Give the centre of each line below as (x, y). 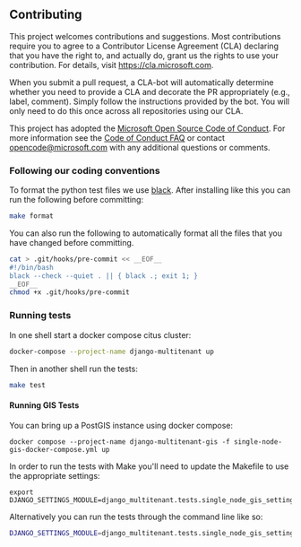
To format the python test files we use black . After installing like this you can (150, 190)
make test (28, 385)
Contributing (46, 15)
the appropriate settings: (55, 475)
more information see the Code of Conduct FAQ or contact (117, 137)
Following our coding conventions (85, 170)
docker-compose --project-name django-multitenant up (112, 352)
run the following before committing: (77, 200)
